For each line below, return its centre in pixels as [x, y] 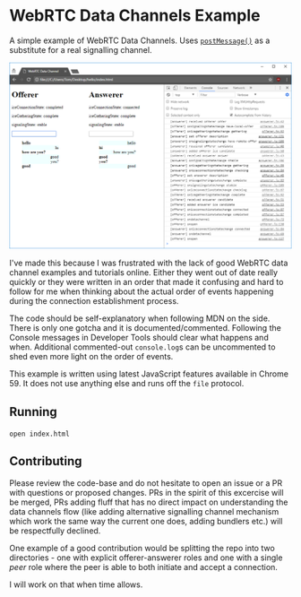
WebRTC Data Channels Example [135, 16]
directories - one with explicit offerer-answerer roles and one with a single [146, 558]
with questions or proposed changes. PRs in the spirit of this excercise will [146, 492]
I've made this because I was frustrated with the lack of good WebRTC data [149, 263]
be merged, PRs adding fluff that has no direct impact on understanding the [149, 502]
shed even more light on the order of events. [91, 357]
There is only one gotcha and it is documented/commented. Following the [146, 328]
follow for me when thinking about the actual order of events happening [142, 291]
